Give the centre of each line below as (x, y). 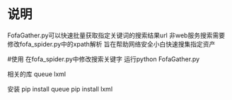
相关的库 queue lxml (37, 74)
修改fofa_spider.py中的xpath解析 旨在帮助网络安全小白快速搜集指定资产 (111, 44)
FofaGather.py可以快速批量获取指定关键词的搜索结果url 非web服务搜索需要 (116, 35)
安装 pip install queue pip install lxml (60, 89)
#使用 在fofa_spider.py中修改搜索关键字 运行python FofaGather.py (104, 59)
